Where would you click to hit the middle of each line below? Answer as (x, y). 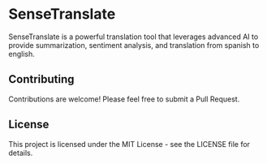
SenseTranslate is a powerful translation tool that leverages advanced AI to (133, 37)
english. (22, 54)
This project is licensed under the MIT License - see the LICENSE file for (129, 144)
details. (21, 153)
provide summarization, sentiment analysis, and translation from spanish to (134, 45)
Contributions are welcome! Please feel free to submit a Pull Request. (124, 99)
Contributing (41, 79)
